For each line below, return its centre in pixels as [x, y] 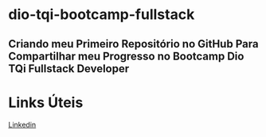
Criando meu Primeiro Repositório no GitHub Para [133, 44]
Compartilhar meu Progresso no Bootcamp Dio [126, 56]
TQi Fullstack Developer [69, 68]
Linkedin [22, 124]
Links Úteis [46, 103]
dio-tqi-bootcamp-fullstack [102, 15]
